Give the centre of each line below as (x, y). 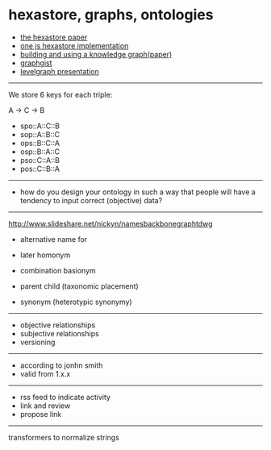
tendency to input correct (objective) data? (91, 200)
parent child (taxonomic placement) (79, 286)
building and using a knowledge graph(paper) (96, 54)
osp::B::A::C (40, 152)
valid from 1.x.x (45, 373)
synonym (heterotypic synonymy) (76, 302)
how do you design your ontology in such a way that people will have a (138, 192)
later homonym (45, 255)
